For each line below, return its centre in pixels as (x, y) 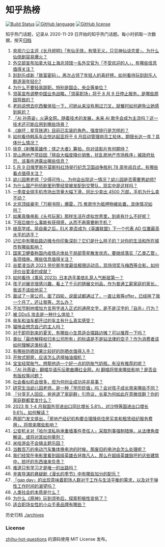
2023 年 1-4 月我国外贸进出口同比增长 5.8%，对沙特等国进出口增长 (81, 406)
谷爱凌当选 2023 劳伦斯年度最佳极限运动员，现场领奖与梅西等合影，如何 (86, 265)
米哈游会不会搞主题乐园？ (39, 443)
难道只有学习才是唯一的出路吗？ (45, 468)
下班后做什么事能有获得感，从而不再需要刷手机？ (62, 222)
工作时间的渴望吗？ (36, 486)
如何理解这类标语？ (32, 345)
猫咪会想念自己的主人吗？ (39, 326)
